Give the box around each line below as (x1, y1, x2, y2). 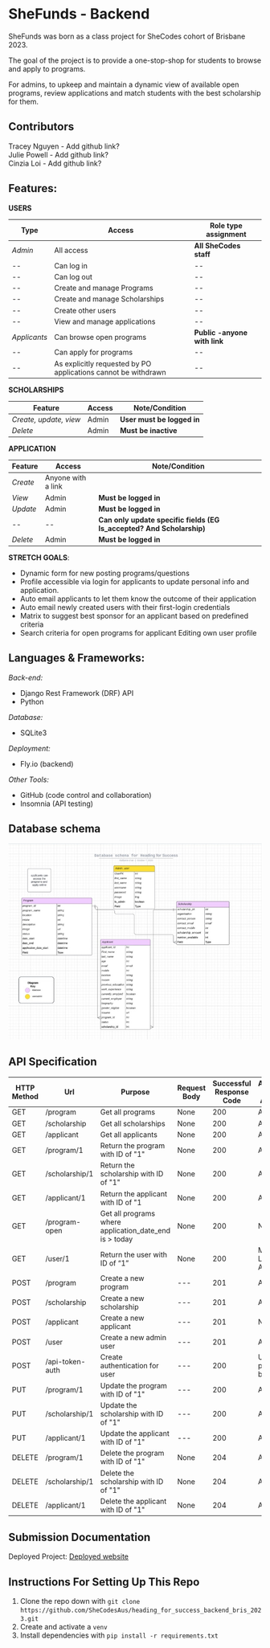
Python (19, 697, 44, 706)
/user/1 (45, 1254, 70, 1264)
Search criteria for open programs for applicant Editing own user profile (19, 628, 257, 637)
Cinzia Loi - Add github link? (8, 158, 102, 168)
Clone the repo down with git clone (19, 1597, 141, 1606)
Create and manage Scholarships (54, 294, 165, 304)
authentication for (100, 1361, 159, 1371)
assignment (206, 230, 247, 239)
